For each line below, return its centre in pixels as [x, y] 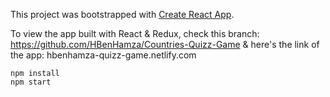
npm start [31, 82]
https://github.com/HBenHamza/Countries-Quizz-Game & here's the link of [165, 44]
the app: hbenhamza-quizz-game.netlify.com [103, 55]
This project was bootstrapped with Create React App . [122, 14]
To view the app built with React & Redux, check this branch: [135, 33]
